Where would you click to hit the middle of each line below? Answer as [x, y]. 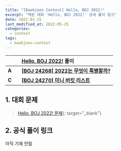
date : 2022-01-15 [23, 19]
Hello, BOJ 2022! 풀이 [48, 61]
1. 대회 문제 [21, 100]
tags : [11, 39]
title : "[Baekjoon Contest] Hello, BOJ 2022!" [55, 10]
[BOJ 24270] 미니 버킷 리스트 [56, 80]
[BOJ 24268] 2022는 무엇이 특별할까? [66, 70]
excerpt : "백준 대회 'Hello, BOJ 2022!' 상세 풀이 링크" [61, 15]
